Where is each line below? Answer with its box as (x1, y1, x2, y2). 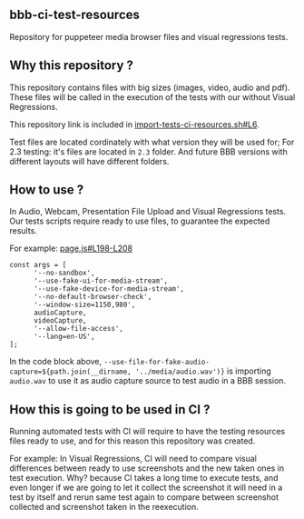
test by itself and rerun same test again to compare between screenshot (9, 492, 279, 503)
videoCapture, (33, 316, 88, 325)
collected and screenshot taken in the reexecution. (9, 502, 199, 513)
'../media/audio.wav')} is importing (134, 365, 272, 376)
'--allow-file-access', (33, 324, 124, 334)
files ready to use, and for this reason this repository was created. (9, 435, 256, 446)
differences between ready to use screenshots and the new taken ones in (9, 463, 285, 474)
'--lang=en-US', (33, 332, 95, 342)
